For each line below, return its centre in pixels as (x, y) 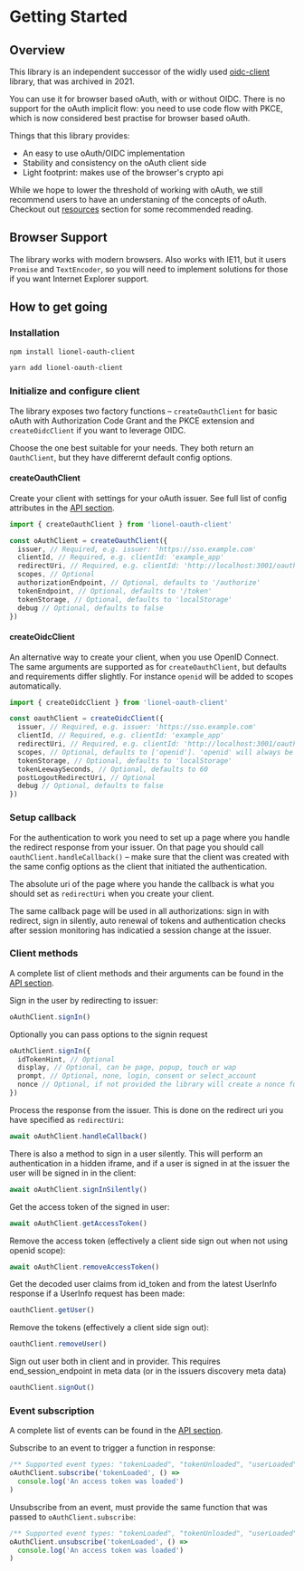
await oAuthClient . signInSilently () (78, 1189)
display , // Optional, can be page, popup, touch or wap (127, 1068)
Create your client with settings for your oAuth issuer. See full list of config (148, 498)
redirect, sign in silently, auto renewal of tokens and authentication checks (148, 920)
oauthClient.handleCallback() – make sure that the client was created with (149, 856)
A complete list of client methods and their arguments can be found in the (147, 973)
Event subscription (52, 1411)
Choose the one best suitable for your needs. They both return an (132, 447)
